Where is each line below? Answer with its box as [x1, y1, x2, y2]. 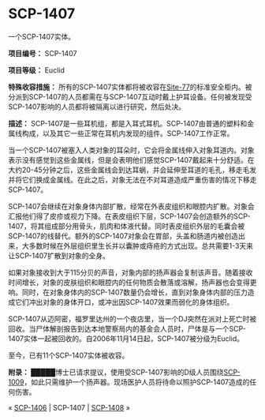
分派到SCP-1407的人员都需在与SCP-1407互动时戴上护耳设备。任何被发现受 [8, 92, 252, 101]
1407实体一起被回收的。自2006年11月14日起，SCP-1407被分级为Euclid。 [8, 333, 244, 343]
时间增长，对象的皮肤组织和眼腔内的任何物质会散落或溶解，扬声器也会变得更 [8, 277, 257, 287]
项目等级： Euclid [8, 65, 65, 75]
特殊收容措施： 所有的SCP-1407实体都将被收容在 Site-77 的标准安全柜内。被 [8, 82, 252, 92]
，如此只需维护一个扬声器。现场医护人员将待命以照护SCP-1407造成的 [24, 377, 250, 387]
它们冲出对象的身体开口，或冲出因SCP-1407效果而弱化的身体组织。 [14, 297, 234, 306]
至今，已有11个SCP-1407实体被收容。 [8, 351, 129, 360]
